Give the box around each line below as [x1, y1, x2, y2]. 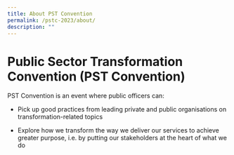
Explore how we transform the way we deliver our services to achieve [17, 126, 219, 135]
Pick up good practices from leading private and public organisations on [17, 105, 227, 114]
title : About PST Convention [7, 10, 93, 18]
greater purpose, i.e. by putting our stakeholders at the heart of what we [17, 134, 227, 142]
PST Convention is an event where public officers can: [7, 92, 165, 100]
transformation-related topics [17, 113, 103, 121]
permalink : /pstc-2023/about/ [7, 17, 96, 24]
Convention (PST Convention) [7, 68, 186, 84]
